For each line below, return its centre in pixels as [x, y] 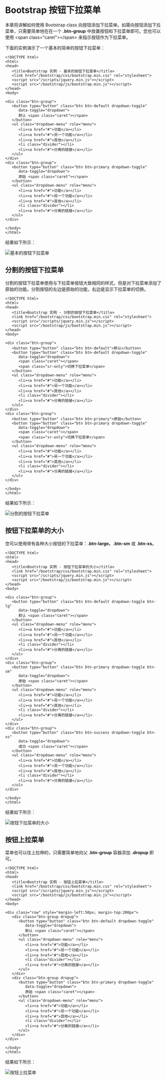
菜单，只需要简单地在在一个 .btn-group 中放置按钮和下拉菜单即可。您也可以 [83, 31]
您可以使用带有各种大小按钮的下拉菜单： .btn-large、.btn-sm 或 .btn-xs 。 [81, 543]
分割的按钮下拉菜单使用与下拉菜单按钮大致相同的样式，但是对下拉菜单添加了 [83, 283]
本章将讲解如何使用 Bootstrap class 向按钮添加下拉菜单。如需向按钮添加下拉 [83, 25]
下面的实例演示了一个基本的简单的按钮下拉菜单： [55, 48]
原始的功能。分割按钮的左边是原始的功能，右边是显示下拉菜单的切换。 [77, 289]
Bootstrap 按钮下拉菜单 [53, 10]
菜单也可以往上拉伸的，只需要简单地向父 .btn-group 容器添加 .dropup [77, 853]
